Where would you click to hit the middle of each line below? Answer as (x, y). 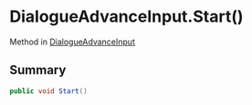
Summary (38, 70)
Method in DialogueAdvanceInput (72, 42)
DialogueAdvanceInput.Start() (126, 17)
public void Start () (49, 91)
